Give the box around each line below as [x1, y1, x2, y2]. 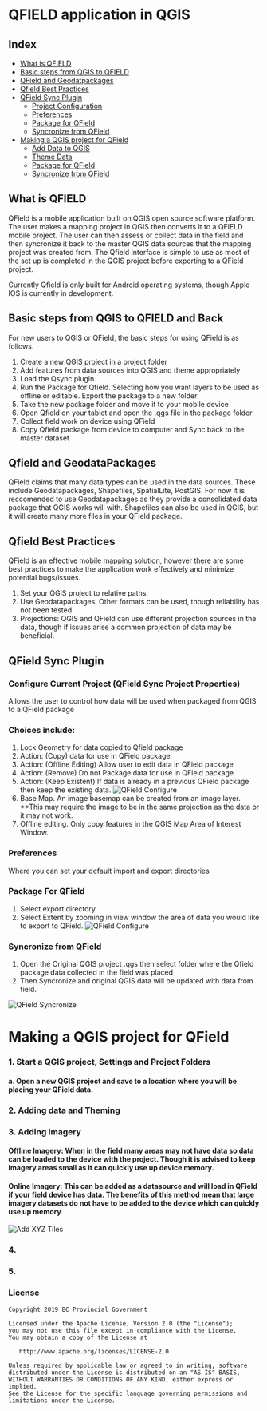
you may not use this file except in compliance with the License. [8, 1326, 238, 1334]
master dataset [19, 433, 70, 443]
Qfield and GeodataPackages [8, 456, 157, 470]
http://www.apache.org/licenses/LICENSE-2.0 [18, 1347, 170, 1356]
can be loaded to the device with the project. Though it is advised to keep [8, 1154, 256, 1164]
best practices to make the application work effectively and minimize [8, 564, 234, 574]
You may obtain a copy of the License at [8, 1333, 148, 1341]
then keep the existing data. [19, 785, 112, 795]
